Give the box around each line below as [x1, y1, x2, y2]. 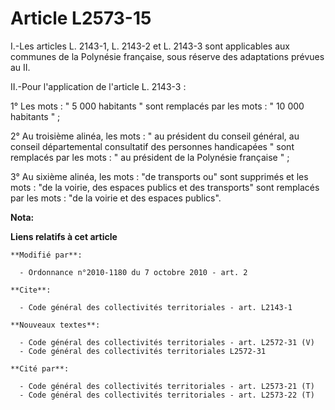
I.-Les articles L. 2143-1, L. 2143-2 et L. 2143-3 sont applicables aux [10, 40, 290, 52]
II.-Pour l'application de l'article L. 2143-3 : [10, 80, 187, 92]
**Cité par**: [10, 363, 70, 374]
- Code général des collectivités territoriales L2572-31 [19, 346, 267, 356]
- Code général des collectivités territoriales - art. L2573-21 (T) [19, 381, 315, 391]
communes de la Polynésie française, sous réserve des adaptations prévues [10, 50, 325, 62]
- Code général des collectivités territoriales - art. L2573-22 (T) [19, 390, 315, 400]
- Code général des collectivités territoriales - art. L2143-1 [19, 302, 293, 312]
